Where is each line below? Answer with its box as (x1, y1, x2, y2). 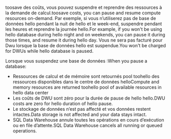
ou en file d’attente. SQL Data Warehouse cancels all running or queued (12, 123, 163, 128)
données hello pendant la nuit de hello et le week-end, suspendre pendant (5, 21, 162, 27)
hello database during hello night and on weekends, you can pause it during (5, 32, 165, 37)
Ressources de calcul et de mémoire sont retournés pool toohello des (12, 73, 160, 79)
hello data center (12, 90, 49, 95)
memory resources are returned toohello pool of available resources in (12, 84, 162, 90)
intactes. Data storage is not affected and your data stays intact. (12, 111, 147, 117)
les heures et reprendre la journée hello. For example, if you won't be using (5, 26, 162, 32)
